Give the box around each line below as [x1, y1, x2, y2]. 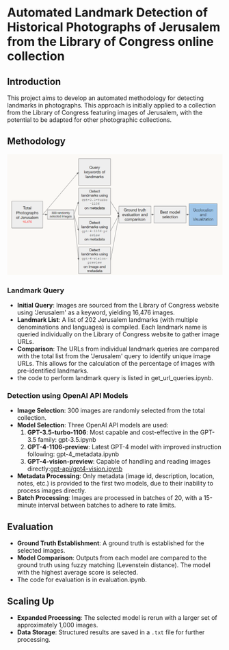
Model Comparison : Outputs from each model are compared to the [16, 553, 207, 562]
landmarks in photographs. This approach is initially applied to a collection [7, 101, 217, 109]
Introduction [7, 75, 62, 87]
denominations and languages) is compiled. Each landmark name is [16, 323, 207, 332]
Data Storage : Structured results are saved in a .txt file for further [16, 628, 205, 636]
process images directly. [16, 486, 87, 495]
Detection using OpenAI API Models [7, 391, 129, 401]
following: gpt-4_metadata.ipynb [27, 450, 120, 458]
